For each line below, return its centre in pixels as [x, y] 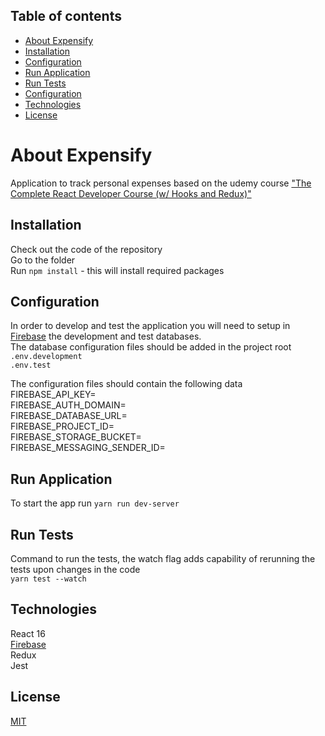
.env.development [46, 357]
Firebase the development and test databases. [106, 336]
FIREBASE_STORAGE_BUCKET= [76, 437]
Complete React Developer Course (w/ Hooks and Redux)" [131, 193]
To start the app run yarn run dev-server [95, 503]
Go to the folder [43, 260]
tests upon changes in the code [75, 569]
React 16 [28, 633]
